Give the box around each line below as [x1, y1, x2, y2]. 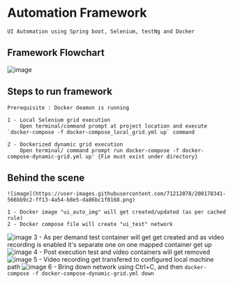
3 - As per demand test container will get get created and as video [33, 233, 225, 241]
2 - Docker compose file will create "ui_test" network [7, 221, 173, 228]
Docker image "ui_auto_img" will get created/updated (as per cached [20, 209, 227, 216]
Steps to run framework [7, 86, 113, 98]
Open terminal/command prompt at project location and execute [20, 122, 208, 130]
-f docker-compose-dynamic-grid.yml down [32, 270, 155, 277]
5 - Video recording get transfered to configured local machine [33, 255, 214, 264]
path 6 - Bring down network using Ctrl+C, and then [7, 263, 183, 271]
